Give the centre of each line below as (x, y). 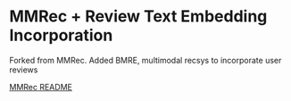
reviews (24, 70)
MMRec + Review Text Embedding (138, 17)
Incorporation (61, 35)
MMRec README (41, 87)
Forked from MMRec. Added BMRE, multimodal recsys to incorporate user (145, 60)
